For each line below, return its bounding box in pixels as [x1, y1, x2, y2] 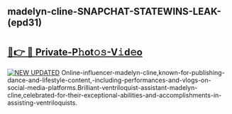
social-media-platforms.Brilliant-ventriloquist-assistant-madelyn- [7, 84, 198, 91]
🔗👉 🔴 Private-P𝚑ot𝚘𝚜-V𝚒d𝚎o [7, 46, 143, 58]
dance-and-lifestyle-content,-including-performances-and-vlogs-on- [7, 76, 211, 84]
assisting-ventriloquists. [7, 98, 78, 107]
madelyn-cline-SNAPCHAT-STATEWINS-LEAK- [7, 6, 221, 18]
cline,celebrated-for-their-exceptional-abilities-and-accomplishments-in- [7, 91, 222, 99]
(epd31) [7, 17, 43, 29]
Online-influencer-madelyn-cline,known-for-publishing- [61, 69, 225, 76]
